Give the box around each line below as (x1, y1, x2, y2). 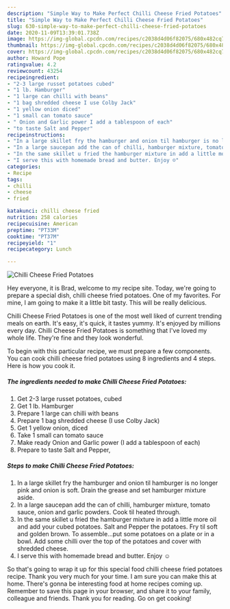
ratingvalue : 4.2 (7, 61, 57, 68)
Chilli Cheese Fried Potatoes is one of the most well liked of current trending (7, 312, 222, 320)
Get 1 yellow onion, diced (16, 424, 88, 433)
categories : (7, 163, 41, 170)
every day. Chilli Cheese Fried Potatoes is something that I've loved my (7, 327, 207, 335)
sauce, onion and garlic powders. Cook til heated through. (16, 508, 181, 516)
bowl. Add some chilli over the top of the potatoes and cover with (16, 537, 202, 546)
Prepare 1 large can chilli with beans (16, 409, 119, 417)
